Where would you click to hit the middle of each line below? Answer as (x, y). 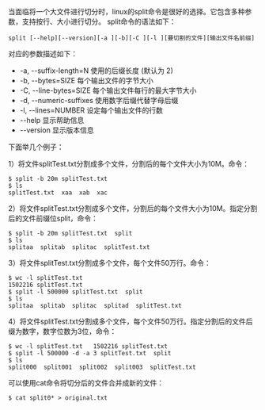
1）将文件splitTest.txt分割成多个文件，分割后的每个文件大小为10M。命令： (129, 164)
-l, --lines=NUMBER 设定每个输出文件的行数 (91, 110)
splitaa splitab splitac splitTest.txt (79, 247)
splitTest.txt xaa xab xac (58, 193)
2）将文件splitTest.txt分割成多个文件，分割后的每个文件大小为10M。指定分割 (133, 208)
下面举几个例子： (36, 147)
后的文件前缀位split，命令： (53, 218)
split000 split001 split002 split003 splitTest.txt (102, 367)
